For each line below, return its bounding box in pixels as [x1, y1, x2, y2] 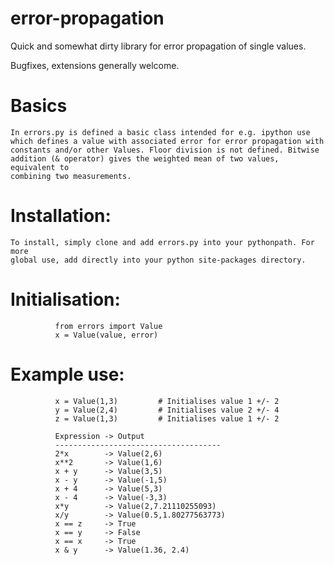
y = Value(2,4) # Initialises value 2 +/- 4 [54, 405, 280, 415]
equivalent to [10, 162, 70, 172]
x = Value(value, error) [54, 330, 159, 340]
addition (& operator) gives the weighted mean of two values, [10, 153, 280, 164]
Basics [10, 95, 68, 117]
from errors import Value [54, 321, 163, 331]
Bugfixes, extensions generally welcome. [10, 59, 180, 71]
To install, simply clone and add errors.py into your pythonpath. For [10, 237, 315, 247]
